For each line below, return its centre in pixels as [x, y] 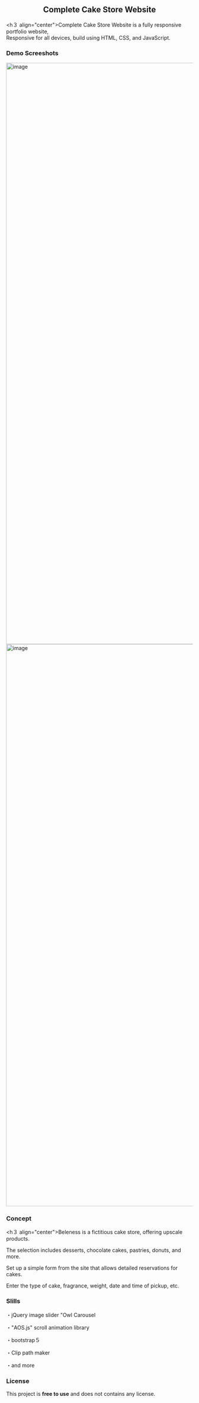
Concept [19, 1219]
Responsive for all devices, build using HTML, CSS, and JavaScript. [88, 37]
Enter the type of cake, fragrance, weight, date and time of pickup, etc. [93, 1286]
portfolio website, [28, 31]
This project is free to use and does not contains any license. [81, 1394]
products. [18, 1239]
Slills [13, 1301]
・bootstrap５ [23, 1340]
